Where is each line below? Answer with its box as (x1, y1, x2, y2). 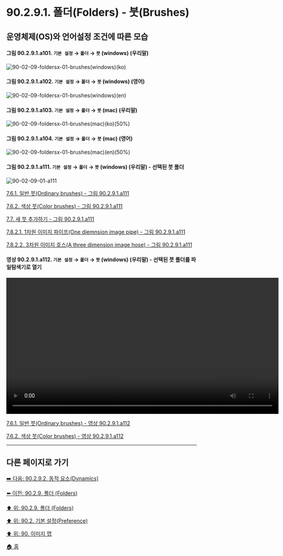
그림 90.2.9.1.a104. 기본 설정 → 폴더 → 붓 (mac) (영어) (6, 134, 133, 142)
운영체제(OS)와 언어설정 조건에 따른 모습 (6, 31, 148, 42)
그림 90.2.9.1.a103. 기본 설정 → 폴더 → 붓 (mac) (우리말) (6, 106, 138, 114)
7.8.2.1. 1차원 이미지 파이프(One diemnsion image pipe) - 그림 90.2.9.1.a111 (6, 228, 186, 235)
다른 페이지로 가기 (6, 457, 69, 468)
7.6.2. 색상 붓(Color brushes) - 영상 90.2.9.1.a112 (6, 432, 124, 439)
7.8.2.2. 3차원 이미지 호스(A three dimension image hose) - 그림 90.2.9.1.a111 (6, 241, 192, 248)
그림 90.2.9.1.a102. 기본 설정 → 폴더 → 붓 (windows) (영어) (6, 78, 145, 85)
